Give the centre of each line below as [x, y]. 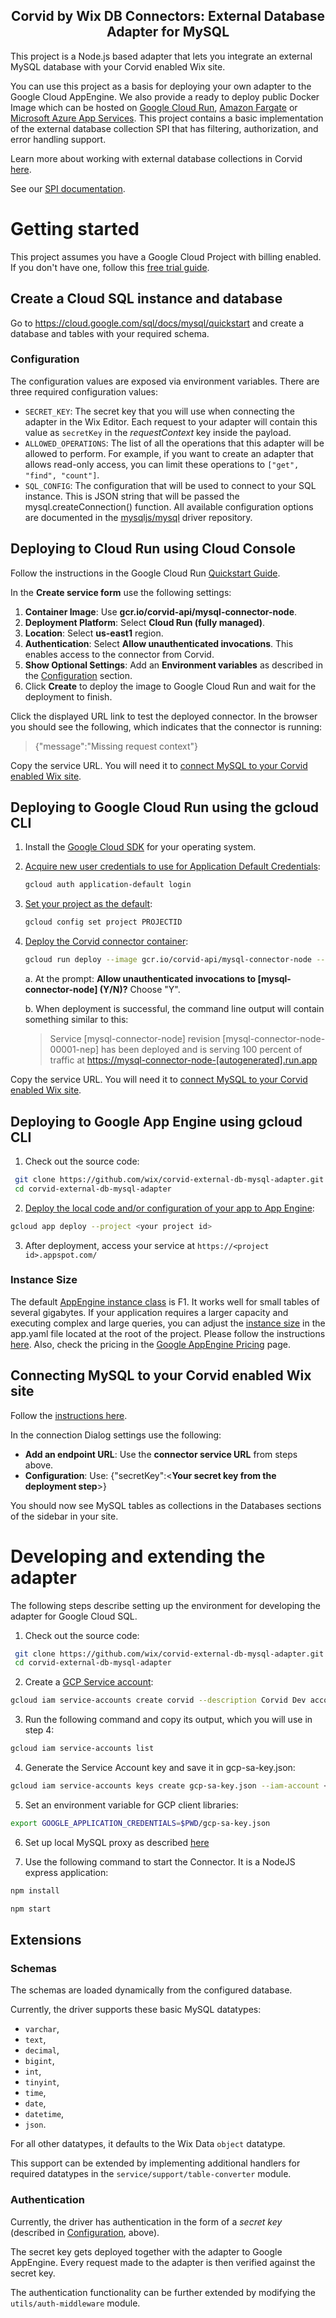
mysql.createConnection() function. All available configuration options [169, 506]
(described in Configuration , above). [85, 2232]
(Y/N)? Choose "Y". [140, 990]
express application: [66, 1872]
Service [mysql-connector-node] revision [135, 1039]
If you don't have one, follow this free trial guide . [110, 267]
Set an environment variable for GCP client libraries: [131, 1805]
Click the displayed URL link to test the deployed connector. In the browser [164, 716]
